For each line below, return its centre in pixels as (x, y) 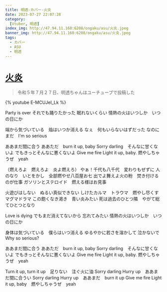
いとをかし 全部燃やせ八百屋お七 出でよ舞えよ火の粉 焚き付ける (90, 176)
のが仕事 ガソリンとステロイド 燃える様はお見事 (56, 182)
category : (15, 19)
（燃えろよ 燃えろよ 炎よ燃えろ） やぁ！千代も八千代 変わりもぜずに (80, 170)
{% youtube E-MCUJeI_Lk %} (36, 102)
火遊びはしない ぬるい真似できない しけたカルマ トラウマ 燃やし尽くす (82, 193)
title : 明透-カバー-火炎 (28, 10)
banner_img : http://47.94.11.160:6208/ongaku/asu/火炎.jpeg (68, 33)
